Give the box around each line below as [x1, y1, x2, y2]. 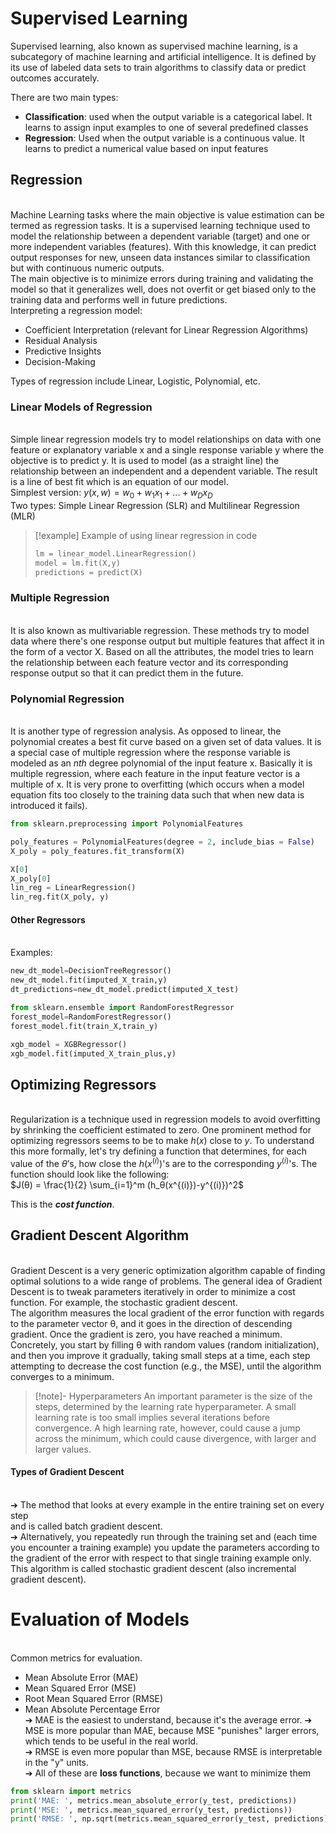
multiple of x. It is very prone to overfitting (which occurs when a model [10, 778, 305, 791]
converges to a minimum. [10, 1370, 115, 1382]
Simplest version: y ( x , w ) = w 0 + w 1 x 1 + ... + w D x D [10, 487, 213, 501]
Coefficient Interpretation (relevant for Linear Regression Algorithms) [24, 323, 309, 336]
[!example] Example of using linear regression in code [34, 529, 258, 541]
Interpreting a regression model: [10, 304, 143, 316]
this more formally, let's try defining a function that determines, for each [10, 1145, 307, 1157]
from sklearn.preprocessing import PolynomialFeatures [10, 819, 244, 829]
